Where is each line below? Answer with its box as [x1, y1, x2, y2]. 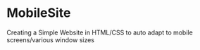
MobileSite [6, 5, 71, 21]
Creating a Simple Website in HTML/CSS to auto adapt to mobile [6, 28, 193, 37]
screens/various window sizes [6, 35, 95, 44]
